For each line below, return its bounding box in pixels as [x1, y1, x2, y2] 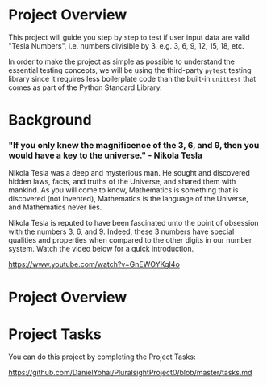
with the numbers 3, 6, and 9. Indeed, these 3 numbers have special [8, 226, 235, 236]
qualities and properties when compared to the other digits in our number [8, 235, 252, 245]
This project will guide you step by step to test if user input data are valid [8, 32, 250, 42]
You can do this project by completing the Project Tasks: [8, 352, 196, 362]
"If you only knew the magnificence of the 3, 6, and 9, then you [8, 140, 260, 151]
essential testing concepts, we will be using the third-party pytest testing [8, 65, 252, 74]
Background [8, 111, 92, 129]
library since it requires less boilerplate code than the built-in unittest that [8, 74, 257, 83]
